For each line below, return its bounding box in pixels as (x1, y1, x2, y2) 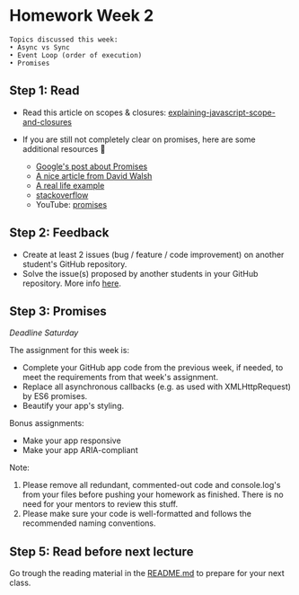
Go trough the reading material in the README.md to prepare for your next (9, 568, 285, 579)
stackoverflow (35, 190, 89, 200)
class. (9, 577, 31, 589)
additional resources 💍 (22, 143, 106, 154)
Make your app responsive (22, 435, 121, 446)
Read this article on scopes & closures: (22, 107, 167, 118)
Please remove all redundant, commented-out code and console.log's (22, 480, 281, 491)
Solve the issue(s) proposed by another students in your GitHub (22, 268, 259, 279)
